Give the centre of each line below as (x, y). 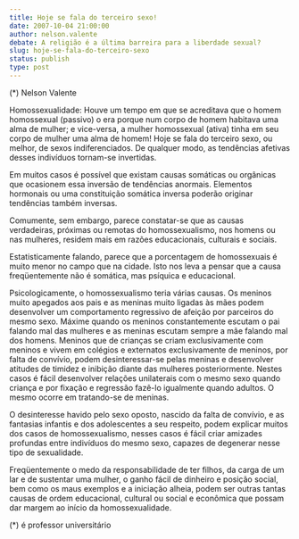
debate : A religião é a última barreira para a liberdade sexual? (135, 42)
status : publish (39, 59)
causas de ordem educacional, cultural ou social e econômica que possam (147, 498)
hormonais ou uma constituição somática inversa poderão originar (131, 194)
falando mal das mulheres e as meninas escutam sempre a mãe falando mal (149, 330)
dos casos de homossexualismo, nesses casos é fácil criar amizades (136, 433)
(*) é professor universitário (60, 525)
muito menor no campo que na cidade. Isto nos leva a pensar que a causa (145, 266)
